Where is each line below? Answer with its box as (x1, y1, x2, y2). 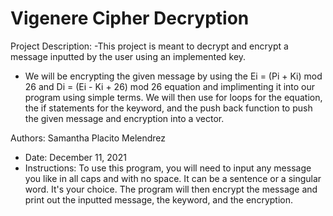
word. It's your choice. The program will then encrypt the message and (24, 183, 318, 195)
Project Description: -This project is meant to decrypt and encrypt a (10, 40, 289, 52)
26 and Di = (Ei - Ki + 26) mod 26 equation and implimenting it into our (24, 80, 316, 92)
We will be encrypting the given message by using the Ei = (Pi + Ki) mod (24, 70, 323, 82)
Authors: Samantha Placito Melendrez (10, 132, 167, 144)
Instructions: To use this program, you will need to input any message (24, 162, 312, 174)
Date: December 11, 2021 (24, 151, 127, 163)
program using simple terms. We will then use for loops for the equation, (24, 91, 323, 103)
